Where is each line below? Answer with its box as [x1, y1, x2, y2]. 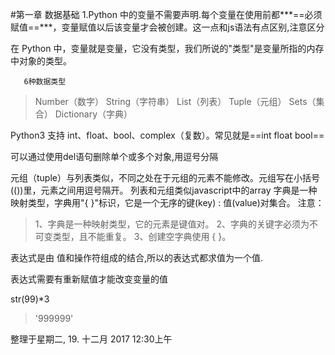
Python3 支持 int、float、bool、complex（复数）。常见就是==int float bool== [10, 129, 325, 141]
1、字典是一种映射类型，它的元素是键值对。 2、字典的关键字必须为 [34, 218, 310, 230]
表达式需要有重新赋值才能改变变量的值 [10, 273, 168, 285]
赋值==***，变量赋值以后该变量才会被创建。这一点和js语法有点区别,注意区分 [10, 21, 325, 33]
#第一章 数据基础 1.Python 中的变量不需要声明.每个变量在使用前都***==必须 [10, 9, 323, 20]
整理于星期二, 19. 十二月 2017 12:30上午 [10, 333, 173, 345]
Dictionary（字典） [54, 108, 133, 120]
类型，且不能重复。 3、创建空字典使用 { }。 [52, 231, 232, 242]
